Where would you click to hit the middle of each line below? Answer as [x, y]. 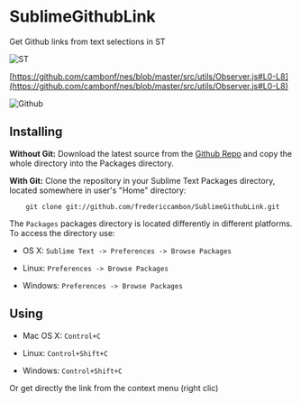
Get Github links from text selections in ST [87, 41]
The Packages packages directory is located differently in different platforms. [151, 224]
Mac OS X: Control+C [61, 335]
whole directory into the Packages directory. [91, 163]
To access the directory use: [62, 233]
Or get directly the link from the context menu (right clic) [114, 388]
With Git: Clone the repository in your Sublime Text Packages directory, [142, 180]
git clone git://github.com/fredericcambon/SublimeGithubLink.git [153, 206]
